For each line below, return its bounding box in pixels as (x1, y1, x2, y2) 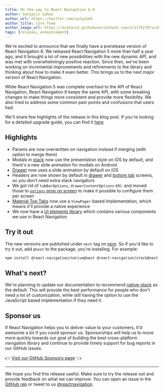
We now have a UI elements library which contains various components (12, 208, 156, 214)
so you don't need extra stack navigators (12, 177, 95, 183)
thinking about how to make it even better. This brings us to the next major (5, 69, 155, 75)
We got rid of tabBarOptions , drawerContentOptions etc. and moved (12, 183, 147, 188)
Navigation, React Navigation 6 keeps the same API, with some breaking (5, 89, 150, 95)
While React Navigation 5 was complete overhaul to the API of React (5, 84, 143, 89)
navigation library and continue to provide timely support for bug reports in (5, 340, 156, 346)
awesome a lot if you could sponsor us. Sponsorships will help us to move (5, 330, 154, 336)
